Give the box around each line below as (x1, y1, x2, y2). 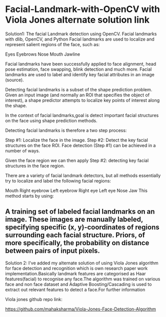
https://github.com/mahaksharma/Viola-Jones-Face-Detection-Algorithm (5, 306, 156, 312)
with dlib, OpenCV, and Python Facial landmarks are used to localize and (5, 36, 154, 42)
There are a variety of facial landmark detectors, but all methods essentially (5, 172, 161, 179)
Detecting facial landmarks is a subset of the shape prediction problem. (5, 86, 152, 92)
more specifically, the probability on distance (5, 239, 149, 247)
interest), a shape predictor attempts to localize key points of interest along (5, 97, 160, 103)
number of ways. (5, 147, 40, 153)
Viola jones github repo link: (5, 296, 62, 302)
